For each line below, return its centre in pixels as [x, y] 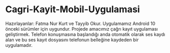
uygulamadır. [19, 45]
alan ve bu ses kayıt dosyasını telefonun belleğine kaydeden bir [72, 40]
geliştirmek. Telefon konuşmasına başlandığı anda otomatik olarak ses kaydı [85, 34]
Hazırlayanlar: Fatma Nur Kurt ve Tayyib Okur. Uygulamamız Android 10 [80, 23]
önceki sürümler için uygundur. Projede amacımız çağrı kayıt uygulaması [81, 29]
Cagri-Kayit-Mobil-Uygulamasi [73, 9]
